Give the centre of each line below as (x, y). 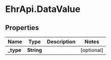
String (34, 50)
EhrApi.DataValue (43, 9)
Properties (22, 28)
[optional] (92, 50)
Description (61, 42)
